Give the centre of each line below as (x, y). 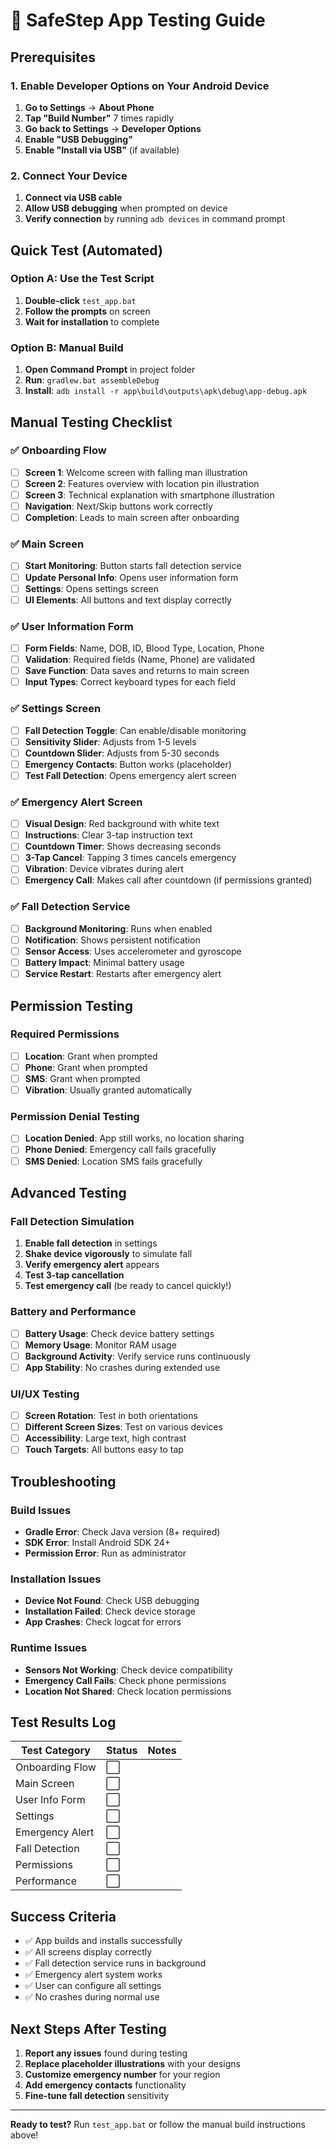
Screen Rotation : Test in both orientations (111, 1416)
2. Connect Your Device (69, 176)
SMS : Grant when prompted (82, 1078)
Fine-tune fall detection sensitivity (97, 2096)
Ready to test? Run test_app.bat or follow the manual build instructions (158, 2125)
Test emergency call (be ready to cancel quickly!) (128, 1286)
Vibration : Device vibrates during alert (104, 869)
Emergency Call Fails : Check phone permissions (125, 1680)
